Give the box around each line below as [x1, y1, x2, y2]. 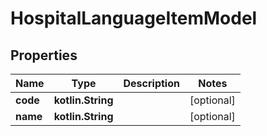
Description [123, 77, 180, 90]
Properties [10, 47, 78, 64]
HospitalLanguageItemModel [10, 7, 258, 30]
